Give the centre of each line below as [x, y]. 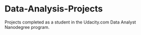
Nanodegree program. [27, 27]
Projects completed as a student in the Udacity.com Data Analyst [70, 22]
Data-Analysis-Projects [54, 9]
